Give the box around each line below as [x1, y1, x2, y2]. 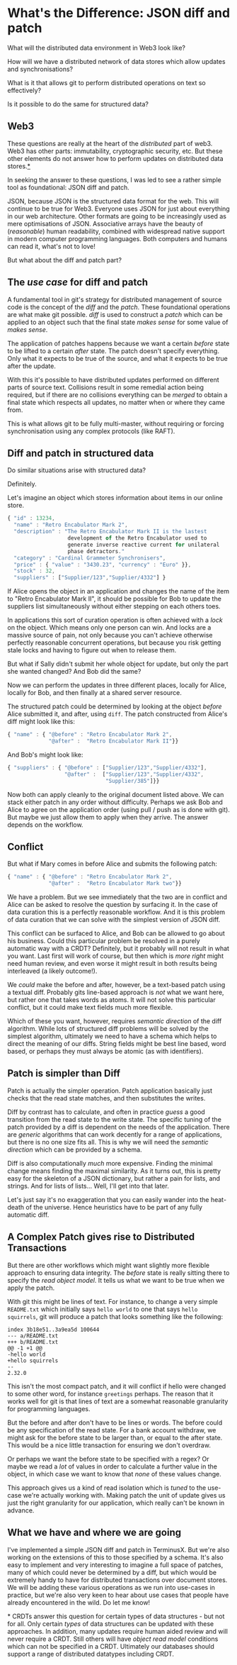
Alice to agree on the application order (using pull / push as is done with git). [7, 805, 230, 813]
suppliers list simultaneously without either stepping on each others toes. [7, 602, 221, 611]
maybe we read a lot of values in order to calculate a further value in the [7, 1462, 218, 1471]
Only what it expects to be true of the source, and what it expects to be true [7, 354, 229, 362]
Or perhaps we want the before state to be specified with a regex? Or [7, 1454, 210, 1463]
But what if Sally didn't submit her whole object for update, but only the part [7, 659, 229, 668]
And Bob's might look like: [7, 750, 83, 759]
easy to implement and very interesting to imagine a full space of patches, [7, 1560, 224, 1569]
